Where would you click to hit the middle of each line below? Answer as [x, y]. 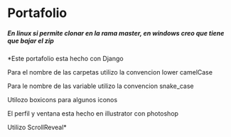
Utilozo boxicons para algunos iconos [63, 100]
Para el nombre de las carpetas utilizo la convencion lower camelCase [110, 72]
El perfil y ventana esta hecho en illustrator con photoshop [93, 114]
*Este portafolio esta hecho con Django [65, 59]
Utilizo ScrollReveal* [37, 127]
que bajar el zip [31, 40]
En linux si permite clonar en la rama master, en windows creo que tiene [116, 33]
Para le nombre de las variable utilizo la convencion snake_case [101, 86]
